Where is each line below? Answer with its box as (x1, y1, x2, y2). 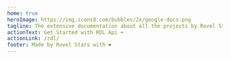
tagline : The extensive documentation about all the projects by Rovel (7, 22, 216, 29)
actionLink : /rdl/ (7, 35, 60, 42)
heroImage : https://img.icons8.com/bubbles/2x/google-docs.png (7, 16, 192, 23)
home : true (7, 9, 38, 17)
